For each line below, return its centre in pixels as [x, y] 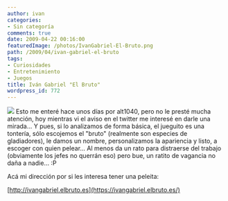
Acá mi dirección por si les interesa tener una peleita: [83, 177]
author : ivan [26, 14]
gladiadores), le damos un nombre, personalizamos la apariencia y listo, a [112, 141]
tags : [15, 59]
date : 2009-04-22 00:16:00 [46, 40]
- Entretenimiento [34, 71]
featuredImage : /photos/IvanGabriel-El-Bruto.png [80, 46]
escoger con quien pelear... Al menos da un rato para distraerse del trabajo [114, 148]
